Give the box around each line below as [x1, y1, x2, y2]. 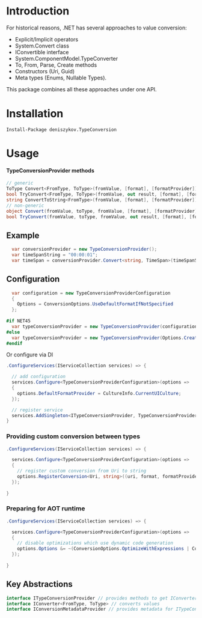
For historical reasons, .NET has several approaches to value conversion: [6, 24, 188, 31]
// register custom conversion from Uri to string [17, 468, 147, 474]
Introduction [6, 4, 70, 18]
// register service [11, 407, 63, 413]
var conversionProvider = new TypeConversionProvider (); [11, 246, 158, 252]
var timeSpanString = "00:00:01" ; [11, 252, 98, 258]
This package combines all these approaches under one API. [6, 85, 158, 93]
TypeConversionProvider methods [6, 167, 94, 174]
